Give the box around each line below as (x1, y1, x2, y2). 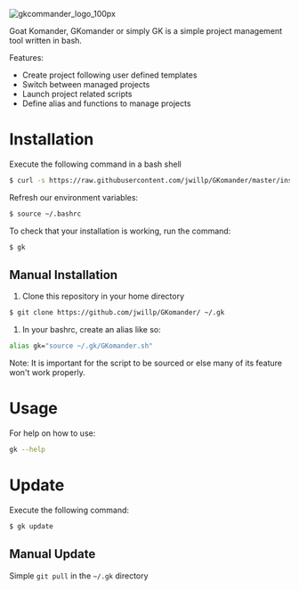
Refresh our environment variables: (9, 192, 139, 202)
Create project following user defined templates (21, 70, 198, 80)
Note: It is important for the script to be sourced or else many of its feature (9, 357, 283, 369)
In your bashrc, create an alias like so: (21, 324, 162, 335)
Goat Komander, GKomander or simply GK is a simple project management (9, 26, 283, 36)
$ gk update (9, 521, 53, 530)
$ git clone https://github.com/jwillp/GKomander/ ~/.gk (9, 308, 225, 317)
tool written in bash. (9, 36, 83, 45)
